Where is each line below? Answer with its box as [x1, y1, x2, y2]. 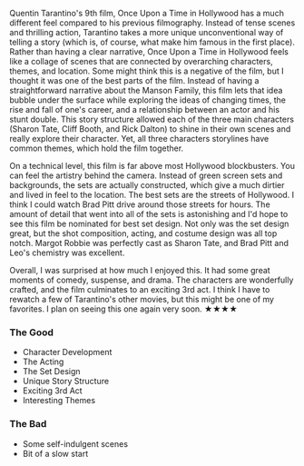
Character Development [22, 347, 113, 358]
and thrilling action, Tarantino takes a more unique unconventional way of [9, 27, 284, 37]
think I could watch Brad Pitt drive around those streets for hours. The [9, 199, 270, 210]
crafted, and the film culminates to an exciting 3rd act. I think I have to [9, 284, 270, 294]
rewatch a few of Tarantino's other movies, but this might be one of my [9, 294, 275, 304]
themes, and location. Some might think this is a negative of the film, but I [9, 65, 284, 76]
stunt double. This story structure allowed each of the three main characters [9, 114, 295, 124]
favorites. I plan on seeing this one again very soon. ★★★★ [9, 303, 238, 314]
